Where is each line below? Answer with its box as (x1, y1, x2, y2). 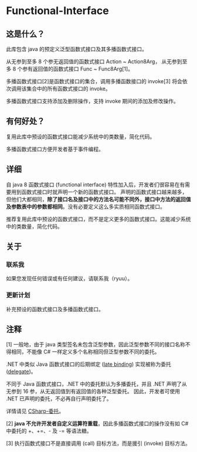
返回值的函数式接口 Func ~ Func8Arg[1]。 (32, 66, 134, 72)
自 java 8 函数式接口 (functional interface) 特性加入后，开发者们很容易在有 (6, 181, 185, 188)
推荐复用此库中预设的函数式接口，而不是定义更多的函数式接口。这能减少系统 (6, 215, 191, 222)
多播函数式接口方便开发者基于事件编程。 (6, 145, 104, 152)
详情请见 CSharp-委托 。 (6, 407, 64, 414)
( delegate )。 (6, 368, 36, 375)
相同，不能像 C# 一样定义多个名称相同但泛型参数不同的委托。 (11, 348, 160, 355)
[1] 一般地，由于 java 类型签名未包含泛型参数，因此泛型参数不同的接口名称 (6, 341, 186, 348)
